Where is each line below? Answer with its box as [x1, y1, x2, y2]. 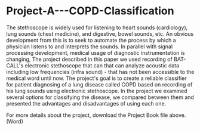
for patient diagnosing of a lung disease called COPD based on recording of [6, 81, 193, 88]
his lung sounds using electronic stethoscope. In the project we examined [6, 87, 187, 94]
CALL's [6, 61, 24, 69]
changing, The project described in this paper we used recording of [6, 55, 173, 63]
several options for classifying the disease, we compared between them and [6, 94, 194, 101]
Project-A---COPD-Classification [6, 4, 174, 18]
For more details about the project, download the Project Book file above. [6, 112, 186, 119]
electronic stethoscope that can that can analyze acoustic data [24, 61, 180, 69]
